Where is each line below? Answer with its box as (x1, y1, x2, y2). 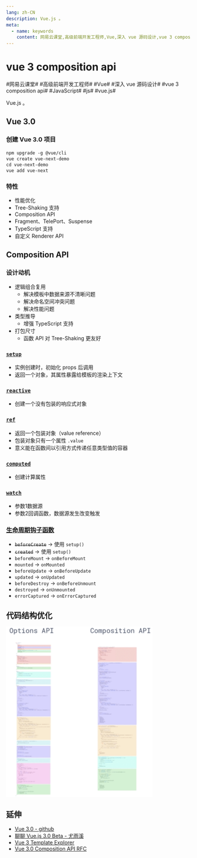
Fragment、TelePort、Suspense (14, 218, 93, 225)
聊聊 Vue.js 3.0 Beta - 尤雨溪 (14, 833, 84, 840)
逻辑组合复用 (14, 283, 46, 290)
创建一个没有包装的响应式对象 (14, 400, 87, 407)
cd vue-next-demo (6, 162, 49, 168)
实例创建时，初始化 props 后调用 (14, 364, 94, 371)
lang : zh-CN (6, 9, 35, 15)
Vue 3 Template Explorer (14, 839, 75, 846)
